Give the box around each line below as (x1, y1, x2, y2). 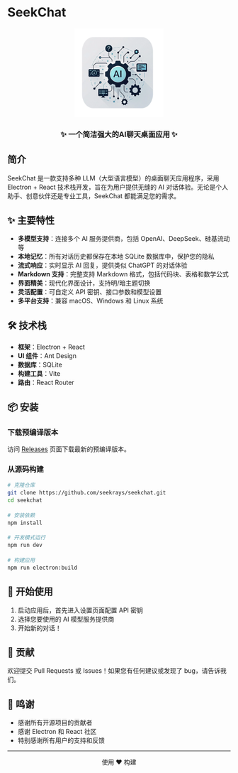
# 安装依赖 (7, 512, 35, 519)
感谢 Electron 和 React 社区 (17, 728, 97, 736)
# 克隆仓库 (7, 482, 35, 489)
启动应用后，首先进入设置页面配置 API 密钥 (17, 605, 144, 615)
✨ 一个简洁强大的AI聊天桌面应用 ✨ (59, 129, 178, 139)
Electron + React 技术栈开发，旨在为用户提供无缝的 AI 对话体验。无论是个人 (7, 183, 229, 191)
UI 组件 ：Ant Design (17, 352, 76, 360)
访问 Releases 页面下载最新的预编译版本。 (7, 445, 131, 453)
